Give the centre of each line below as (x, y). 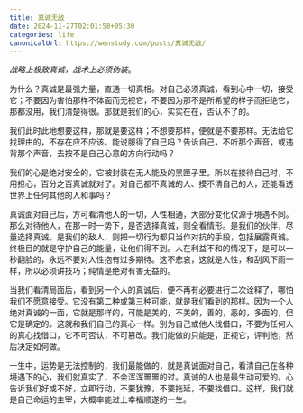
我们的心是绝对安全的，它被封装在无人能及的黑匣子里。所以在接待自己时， (147, 173)
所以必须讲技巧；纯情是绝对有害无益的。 (100, 271)
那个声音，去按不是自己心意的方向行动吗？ (96, 154)
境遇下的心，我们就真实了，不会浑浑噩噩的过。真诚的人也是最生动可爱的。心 (151, 377)
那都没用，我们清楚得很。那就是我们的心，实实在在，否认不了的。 (132, 112)
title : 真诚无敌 (37, 18)
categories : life (42, 34)
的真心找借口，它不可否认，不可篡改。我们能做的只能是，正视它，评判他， (147, 335)
